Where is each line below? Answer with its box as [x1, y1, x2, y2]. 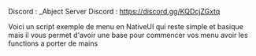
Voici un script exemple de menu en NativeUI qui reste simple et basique [8, 22, 244, 31]
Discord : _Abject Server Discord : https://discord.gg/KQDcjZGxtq [8, 7, 221, 16]
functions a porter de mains [8, 39, 98, 48]
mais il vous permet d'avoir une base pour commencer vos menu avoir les [8, 31, 248, 39]
